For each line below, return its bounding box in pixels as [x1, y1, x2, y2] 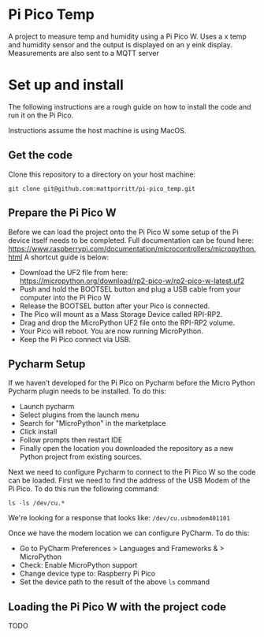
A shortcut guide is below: [24, 252, 110, 262]
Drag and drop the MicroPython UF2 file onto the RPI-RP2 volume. [19, 318, 235, 327]
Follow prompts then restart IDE [19, 435, 123, 445]
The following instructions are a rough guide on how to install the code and [8, 102, 251, 111]
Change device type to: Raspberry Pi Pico [19, 569, 156, 579]
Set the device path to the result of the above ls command [19, 577, 210, 587]
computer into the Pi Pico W [19, 292, 111, 302]
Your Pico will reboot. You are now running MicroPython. [19, 326, 203, 336]
